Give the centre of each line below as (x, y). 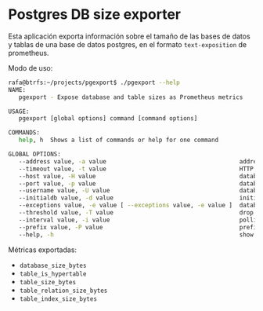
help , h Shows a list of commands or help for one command (119, 140)
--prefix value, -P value (61, 227)
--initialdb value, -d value (66, 198)
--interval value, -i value (64, 220)
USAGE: (19, 112)
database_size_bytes (53, 265)
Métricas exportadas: (42, 250)
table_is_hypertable (53, 274)
